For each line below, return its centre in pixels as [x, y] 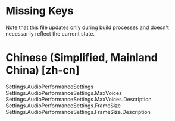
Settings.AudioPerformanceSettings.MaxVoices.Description [79, 99]
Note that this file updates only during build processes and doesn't [87, 27]
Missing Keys [40, 11]
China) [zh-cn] [43, 70]
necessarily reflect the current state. [50, 33]
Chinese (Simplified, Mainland [82, 58]
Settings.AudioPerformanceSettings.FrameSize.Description [78, 112]
